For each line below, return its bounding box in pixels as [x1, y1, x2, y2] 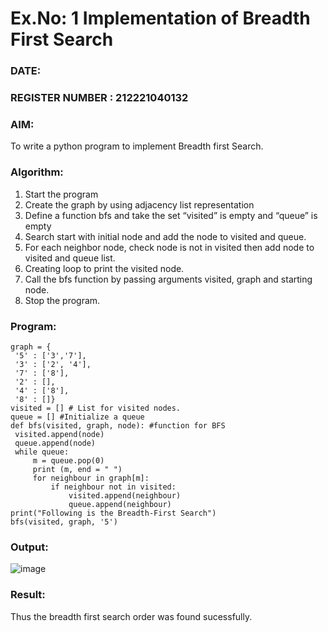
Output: [10, 540, 49, 554]
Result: [10, 588, 46, 602]
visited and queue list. [24, 252, 116, 264]
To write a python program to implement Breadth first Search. [10, 140, 264, 152]
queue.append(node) [14, 438, 97, 448]
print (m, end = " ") [32, 464, 123, 474]
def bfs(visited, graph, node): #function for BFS [10, 420, 226, 431]
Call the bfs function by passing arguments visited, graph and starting [24, 273, 313, 285]
